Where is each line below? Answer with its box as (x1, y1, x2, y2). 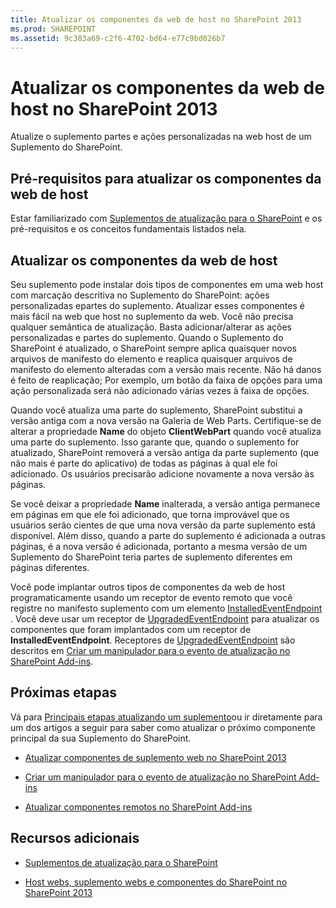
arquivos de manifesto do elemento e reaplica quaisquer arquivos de (10, 352, 293, 365)
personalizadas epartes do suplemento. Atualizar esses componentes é (10, 299, 305, 311)
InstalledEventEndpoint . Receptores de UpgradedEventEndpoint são (10, 634, 296, 646)
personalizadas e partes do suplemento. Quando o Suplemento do (10, 331, 284, 343)
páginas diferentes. (10, 561, 90, 573)
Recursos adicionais (10, 830, 140, 847)
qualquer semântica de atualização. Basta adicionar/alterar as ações (10, 321, 293, 333)
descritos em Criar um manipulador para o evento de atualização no (10, 644, 291, 656)
